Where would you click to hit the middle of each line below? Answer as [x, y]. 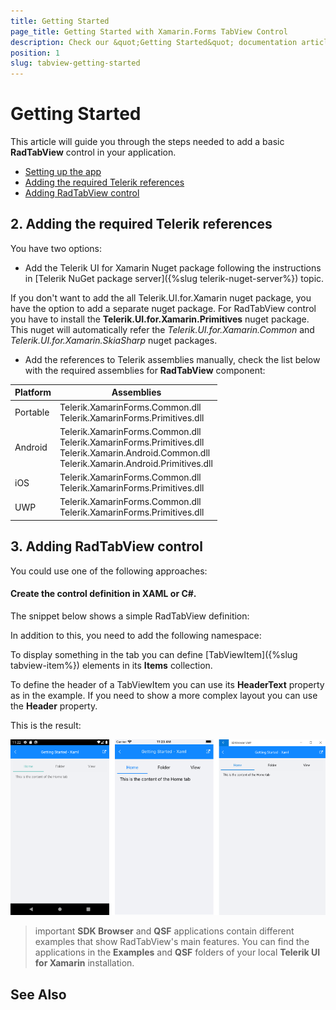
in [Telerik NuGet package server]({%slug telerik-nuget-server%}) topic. [174, 278]
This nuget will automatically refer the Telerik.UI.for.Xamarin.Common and [162, 329]
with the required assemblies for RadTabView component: [145, 370]
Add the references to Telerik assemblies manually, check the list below [172, 359]
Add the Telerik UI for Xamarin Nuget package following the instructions [173, 267]
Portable [32, 412]
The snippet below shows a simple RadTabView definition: [130, 616]
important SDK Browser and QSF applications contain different [164, 931]
